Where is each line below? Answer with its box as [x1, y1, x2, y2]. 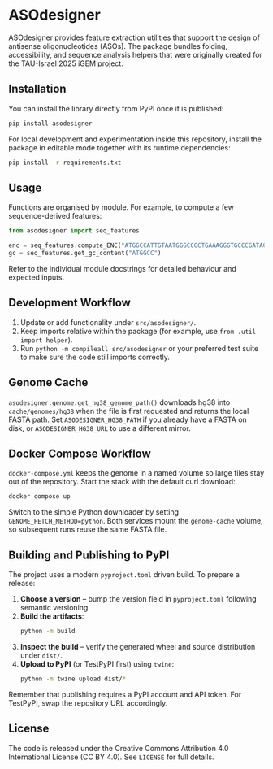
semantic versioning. [19, 603, 91, 613]
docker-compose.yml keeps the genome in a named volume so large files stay [8, 468, 265, 478]
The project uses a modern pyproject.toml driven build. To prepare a [8, 570, 240, 580]
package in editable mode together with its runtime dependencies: [8, 142, 231, 152]
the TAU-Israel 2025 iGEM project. [8, 59, 123, 68]
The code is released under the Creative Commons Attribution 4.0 [8, 743, 229, 753]
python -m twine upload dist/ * [19, 675, 127, 683]
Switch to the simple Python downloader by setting [8, 507, 180, 517]
